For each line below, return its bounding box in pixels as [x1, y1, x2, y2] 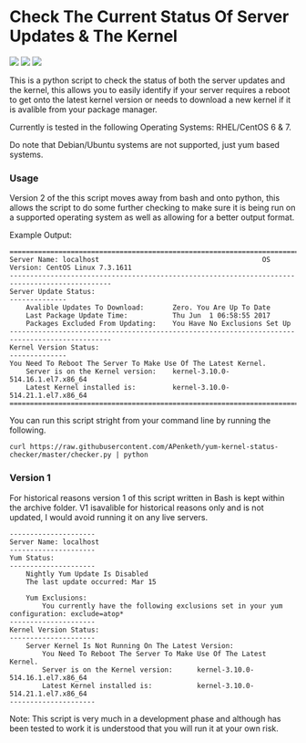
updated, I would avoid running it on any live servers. [9, 511, 208, 522]
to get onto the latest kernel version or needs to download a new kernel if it [9, 94, 291, 105]
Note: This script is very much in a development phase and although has [9, 713, 281, 724]
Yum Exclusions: [25, 593, 88, 602]
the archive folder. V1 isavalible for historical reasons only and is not [9, 502, 264, 513]
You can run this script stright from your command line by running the [9, 415, 271, 426]
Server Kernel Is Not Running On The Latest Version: [25, 641, 234, 650]
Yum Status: [9, 553, 55, 562]
